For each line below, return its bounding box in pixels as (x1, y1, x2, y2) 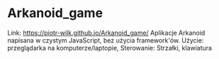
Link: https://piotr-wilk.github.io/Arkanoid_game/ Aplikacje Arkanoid (7, 28, 206, 37)
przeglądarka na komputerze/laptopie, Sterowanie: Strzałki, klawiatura (7, 43, 213, 52)
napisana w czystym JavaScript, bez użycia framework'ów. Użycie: (7, 36, 204, 44)
